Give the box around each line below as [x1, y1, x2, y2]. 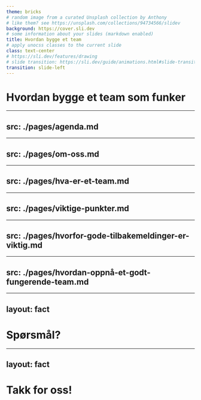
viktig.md [6, 240, 43, 250]
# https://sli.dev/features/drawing [6, 53, 98, 59]
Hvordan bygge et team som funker [6, 91, 186, 104]
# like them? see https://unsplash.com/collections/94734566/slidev [6, 20, 181, 26]
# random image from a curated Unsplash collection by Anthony [6, 14, 167, 20]
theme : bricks [6, 8, 42, 15]
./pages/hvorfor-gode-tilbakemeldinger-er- [23, 230, 190, 240]
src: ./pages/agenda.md [6, 121, 99, 132]
